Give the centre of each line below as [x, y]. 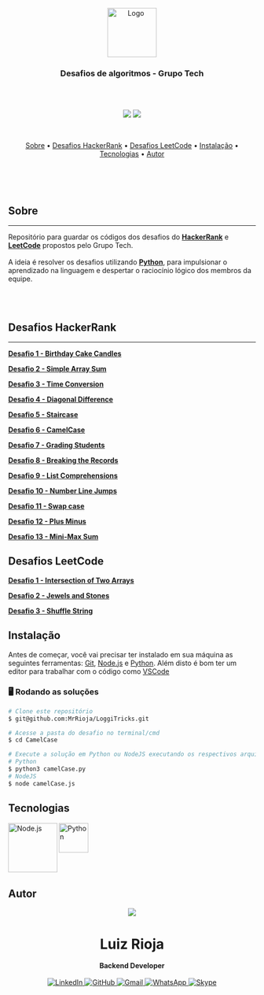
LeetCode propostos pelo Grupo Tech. [71, 246]
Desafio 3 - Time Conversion [56, 384]
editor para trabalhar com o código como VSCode [89, 671]
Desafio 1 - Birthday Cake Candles [65, 353]
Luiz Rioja [132, 944]
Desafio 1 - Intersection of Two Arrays [71, 580]
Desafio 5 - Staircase [43, 414]
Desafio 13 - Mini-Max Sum [53, 536]
